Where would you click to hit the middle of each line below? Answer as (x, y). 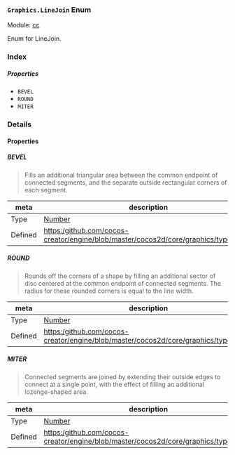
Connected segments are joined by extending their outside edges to (122, 376)
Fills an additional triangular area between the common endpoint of (121, 175)
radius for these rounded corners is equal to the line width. (109, 291)
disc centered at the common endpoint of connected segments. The (123, 283)
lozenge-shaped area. (56, 392)
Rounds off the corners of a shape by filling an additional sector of (120, 276)
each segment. (46, 190)
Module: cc (23, 25)
